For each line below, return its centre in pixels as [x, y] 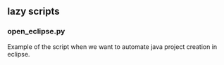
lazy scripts [33, 12]
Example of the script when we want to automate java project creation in [112, 46]
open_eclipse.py [36, 31]
